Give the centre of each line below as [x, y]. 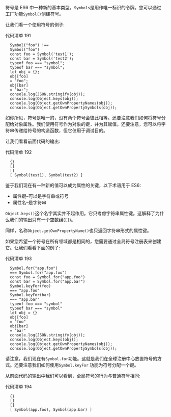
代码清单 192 [19, 152]
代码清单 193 [19, 258]
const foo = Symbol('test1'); [42, 54]
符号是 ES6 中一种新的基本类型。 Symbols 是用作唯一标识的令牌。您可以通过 [83, 7]
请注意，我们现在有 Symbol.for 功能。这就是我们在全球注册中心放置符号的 [81, 359]
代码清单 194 [19, 387]
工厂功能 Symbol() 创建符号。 [35, 14]
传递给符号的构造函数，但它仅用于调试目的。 [61, 131]
